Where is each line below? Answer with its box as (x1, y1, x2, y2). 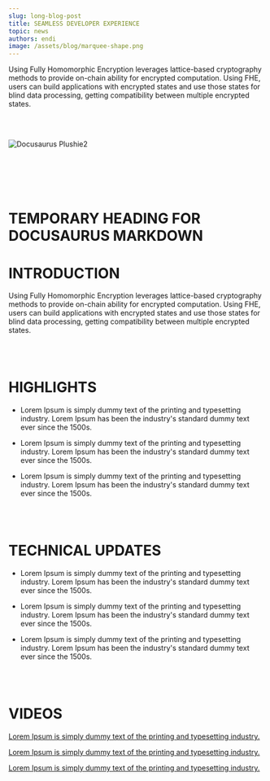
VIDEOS (8, 705, 63, 723)
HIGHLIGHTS (8, 378, 98, 397)
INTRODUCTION (8, 264, 120, 282)
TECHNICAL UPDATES (8, 542, 161, 560)
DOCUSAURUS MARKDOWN (8, 227, 203, 245)
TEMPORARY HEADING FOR (8, 209, 201, 228)
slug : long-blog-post (8, 11, 82, 20)
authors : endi (8, 34, 57, 43)
